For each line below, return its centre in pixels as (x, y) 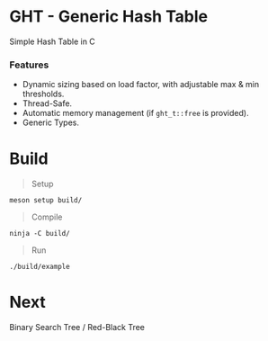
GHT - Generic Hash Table (109, 17)
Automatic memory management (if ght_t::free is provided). (135, 113)
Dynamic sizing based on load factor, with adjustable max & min (141, 85)
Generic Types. (50, 122)
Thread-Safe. (47, 103)
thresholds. (43, 94)
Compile (47, 217)
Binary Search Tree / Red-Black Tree (77, 328)
